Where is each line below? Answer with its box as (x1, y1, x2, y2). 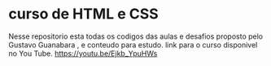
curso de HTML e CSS (8, 5, 159, 23)
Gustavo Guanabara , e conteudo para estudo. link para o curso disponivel (8, 39, 258, 49)
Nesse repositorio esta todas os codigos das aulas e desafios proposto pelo (8, 31, 264, 41)
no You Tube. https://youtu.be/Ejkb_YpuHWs (8, 48, 158, 58)
